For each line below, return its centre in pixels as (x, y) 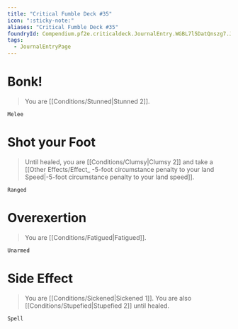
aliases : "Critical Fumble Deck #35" (63, 27)
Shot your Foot (52, 143)
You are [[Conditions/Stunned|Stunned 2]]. (87, 101)
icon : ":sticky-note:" (41, 21)
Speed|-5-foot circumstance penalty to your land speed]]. (109, 177)
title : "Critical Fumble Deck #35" (60, 14)
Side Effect (40, 278)
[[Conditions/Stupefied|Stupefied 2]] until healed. (97, 306)
